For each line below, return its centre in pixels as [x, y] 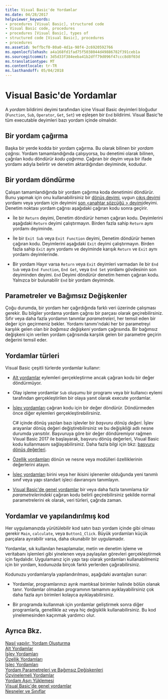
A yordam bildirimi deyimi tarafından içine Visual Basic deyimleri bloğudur [81, 109]
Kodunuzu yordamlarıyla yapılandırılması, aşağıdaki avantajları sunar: [76, 574]
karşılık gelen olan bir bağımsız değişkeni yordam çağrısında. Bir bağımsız [81, 329]
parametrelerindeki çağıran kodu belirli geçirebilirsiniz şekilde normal [84, 495]
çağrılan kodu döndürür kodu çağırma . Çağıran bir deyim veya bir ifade [78, 158]
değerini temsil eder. [26, 340]
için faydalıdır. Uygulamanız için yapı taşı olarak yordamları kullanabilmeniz [82, 559]
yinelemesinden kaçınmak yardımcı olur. [54, 615]
